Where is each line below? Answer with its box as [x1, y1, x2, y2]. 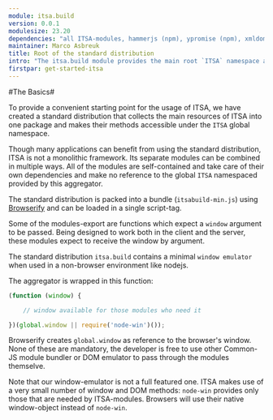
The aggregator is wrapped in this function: [8, 276, 154, 285]
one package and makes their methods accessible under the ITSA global [8, 119, 250, 130]
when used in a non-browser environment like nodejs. [8, 260, 189, 270]
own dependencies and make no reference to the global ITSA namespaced [8, 169, 258, 179]
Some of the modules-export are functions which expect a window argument [8, 218, 262, 228]
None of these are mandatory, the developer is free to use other [8, 344, 223, 354]
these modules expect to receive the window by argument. [8, 236, 206, 246]
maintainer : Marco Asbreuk [8, 42, 100, 50]
